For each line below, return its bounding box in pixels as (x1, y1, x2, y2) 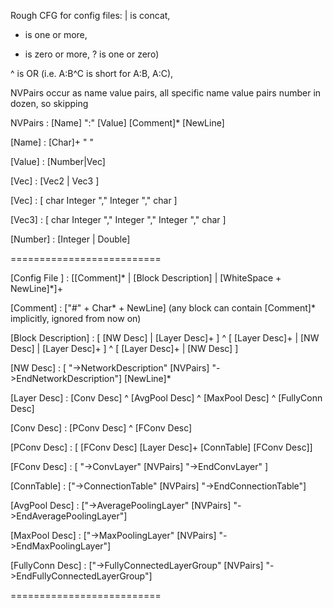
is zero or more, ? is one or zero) (24, 48, 160, 60)
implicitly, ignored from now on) (10, 313, 142, 324)
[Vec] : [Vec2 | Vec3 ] (10, 175, 100, 187)
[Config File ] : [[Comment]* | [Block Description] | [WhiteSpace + (10, 272, 282, 284)
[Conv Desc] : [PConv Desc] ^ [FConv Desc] (10, 422, 193, 434)
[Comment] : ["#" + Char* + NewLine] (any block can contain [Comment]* (10, 302, 316, 314)
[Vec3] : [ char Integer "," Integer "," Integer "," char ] (10, 214, 227, 225)
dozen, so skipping (10, 98, 89, 109)
